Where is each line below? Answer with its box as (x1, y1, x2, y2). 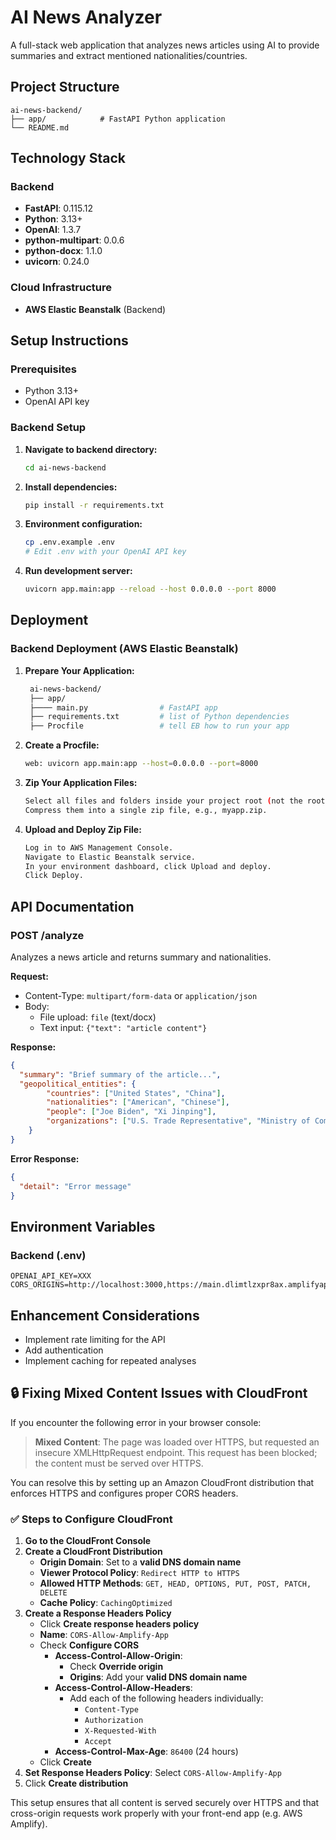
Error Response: (10, 1152, 80, 1165)
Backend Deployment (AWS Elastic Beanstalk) (10, 642, 239, 656)
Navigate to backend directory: (24, 443, 158, 455)
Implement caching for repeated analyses (24, 1354, 197, 1366)
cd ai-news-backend (24, 462, 107, 473)
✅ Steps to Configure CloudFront (10, 1512, 173, 1526)
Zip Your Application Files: (24, 777, 138, 789)
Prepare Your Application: (24, 664, 135, 676)
